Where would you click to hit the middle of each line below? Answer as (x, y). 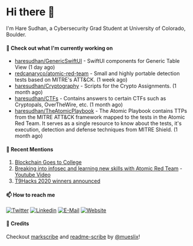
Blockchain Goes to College (48, 162)
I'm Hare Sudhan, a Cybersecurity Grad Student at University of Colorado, (96, 28)
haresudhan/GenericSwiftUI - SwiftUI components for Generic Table (97, 61)
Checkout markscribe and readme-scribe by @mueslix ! (73, 237)
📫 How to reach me (31, 195)
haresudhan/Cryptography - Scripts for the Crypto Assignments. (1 (95, 86)
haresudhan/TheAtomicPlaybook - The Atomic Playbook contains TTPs (101, 111)
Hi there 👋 (30, 12)
